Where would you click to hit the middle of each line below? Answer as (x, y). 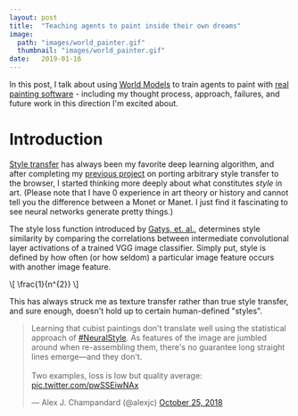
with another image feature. (60, 266)
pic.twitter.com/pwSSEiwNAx (85, 385)
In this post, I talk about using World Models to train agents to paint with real (149, 84)
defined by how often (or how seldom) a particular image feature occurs (142, 257)
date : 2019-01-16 (46, 59)
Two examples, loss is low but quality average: (116, 375)
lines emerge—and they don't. (87, 356)
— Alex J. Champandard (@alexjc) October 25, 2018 (127, 402)
